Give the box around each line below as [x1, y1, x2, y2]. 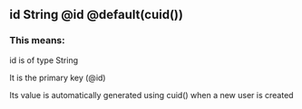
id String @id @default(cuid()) [9, 7, 184, 23]
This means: [9, 34, 65, 47]
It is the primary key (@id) [9, 72, 106, 83]
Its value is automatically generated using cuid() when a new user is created [9, 89, 294, 100]
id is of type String [9, 54, 79, 66]
